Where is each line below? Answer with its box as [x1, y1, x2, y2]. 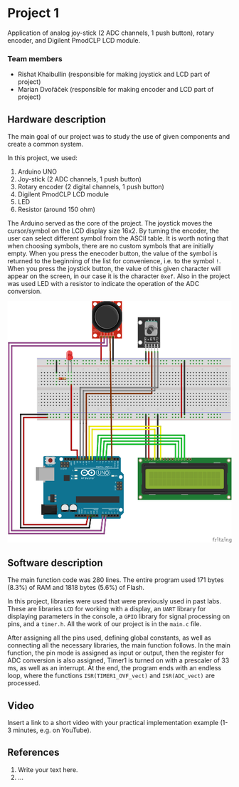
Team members [7, 53, 63, 63]
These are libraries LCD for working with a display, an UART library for [7, 605, 206, 613]
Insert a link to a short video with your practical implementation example [7, 718, 219, 727]
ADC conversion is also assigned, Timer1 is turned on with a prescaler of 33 [7, 656, 230, 665]
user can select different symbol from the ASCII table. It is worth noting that [7, 234, 229, 243]
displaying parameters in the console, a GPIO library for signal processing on [7, 612, 230, 620]
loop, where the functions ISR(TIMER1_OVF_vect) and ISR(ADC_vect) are [7, 671, 216, 680]
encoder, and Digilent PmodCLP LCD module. [7, 36, 141, 44]
